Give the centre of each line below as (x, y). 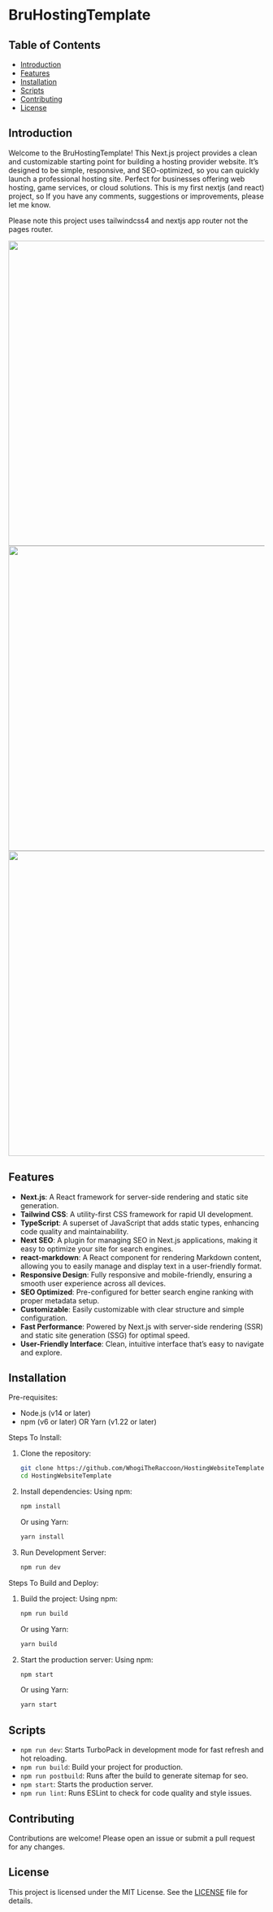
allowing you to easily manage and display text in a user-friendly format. (141, 1266)
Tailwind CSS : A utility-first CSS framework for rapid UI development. (136, 1214)
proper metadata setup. (60, 1300)
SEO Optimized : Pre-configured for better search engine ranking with (137, 1292)
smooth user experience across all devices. (93, 1283)
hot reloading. (43, 1758)
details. (21, 1901)
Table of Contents (55, 45)
